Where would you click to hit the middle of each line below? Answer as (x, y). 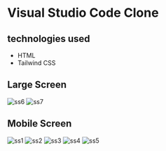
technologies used (49, 39)
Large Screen (37, 85)
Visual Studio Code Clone (83, 13)
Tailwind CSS (36, 63)
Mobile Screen (40, 124)
